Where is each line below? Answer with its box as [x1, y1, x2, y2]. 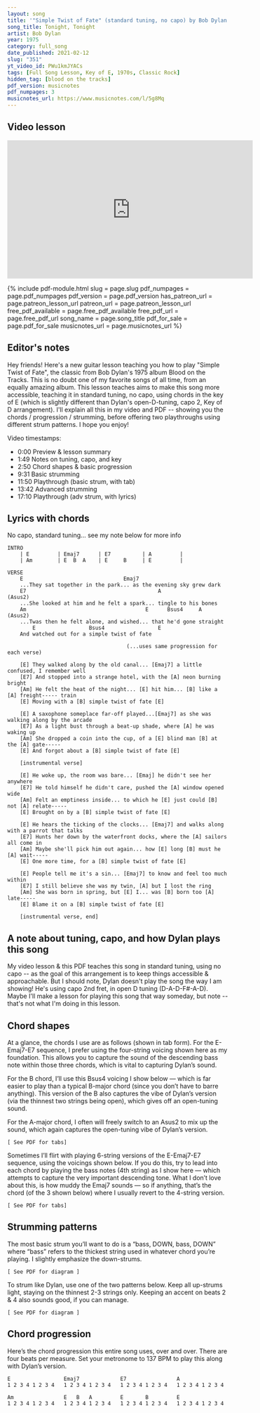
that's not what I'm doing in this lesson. [7, 999, 121, 1008]
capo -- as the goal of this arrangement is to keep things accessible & [7, 970, 209, 978]
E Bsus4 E [32, 624, 161, 632]
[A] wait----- [7, 852, 49, 859]
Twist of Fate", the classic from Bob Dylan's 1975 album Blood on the [7, 368, 206, 376]
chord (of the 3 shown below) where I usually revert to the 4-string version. [7, 1188, 225, 1197]
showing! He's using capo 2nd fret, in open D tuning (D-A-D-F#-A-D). [7, 985, 208, 993]
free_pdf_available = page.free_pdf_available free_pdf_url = [7, 306, 179, 315]
